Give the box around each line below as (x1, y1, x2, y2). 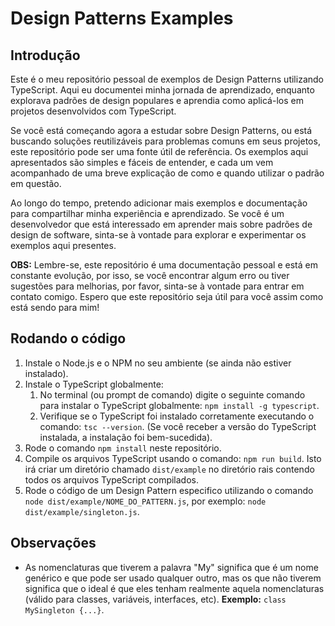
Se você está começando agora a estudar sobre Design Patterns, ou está (10, 125, 313, 136)
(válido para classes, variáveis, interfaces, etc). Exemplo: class (24, 593, 287, 605)
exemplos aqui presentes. (10, 240, 117, 251)
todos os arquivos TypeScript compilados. (24, 473, 200, 486)
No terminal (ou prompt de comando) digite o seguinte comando (39, 388, 306, 401)
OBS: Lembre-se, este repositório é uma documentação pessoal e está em (10, 259, 318, 271)
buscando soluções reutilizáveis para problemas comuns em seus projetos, (10, 135, 321, 147)
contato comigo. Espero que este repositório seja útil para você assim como (10, 291, 324, 302)
